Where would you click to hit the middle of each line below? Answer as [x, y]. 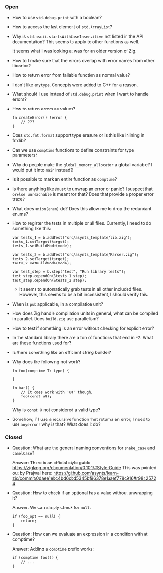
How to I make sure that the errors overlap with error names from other [83, 61]
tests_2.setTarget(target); [40, 259]
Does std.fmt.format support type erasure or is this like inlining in [78, 135]
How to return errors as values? [44, 109]
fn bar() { [23, 388]
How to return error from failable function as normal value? [71, 75]
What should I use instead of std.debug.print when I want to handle [81, 94]
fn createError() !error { [39, 118]
